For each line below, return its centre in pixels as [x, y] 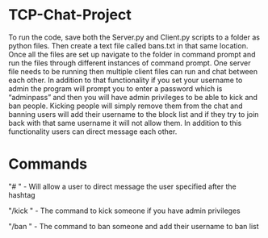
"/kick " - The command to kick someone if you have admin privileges [124, 211]
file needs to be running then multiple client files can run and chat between [133, 71]
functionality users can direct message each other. [93, 132]
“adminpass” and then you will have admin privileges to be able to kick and [133, 97]
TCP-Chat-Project [70, 15]
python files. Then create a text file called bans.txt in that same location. [128, 45]
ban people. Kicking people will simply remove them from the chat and [126, 106]
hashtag [22, 194]
